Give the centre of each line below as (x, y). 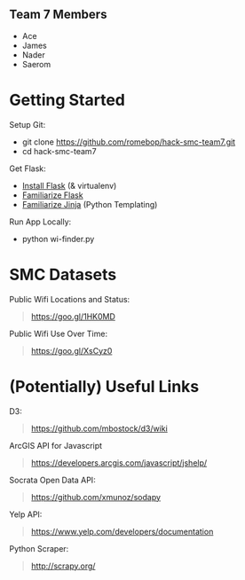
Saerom (36, 64)
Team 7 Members (58, 15)
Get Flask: (28, 169)
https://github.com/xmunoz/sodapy (96, 497)
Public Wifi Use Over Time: (59, 333)
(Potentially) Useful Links (104, 386)
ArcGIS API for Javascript (56, 445)
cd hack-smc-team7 (59, 151)
